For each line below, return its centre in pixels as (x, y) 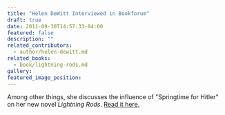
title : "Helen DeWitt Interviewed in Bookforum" (78, 13)
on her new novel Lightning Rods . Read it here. (74, 105)
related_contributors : (40, 45)
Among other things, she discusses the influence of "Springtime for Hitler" (113, 97)
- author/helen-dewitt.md (51, 52)
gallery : (20, 71)
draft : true (24, 20)
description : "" (30, 39)
